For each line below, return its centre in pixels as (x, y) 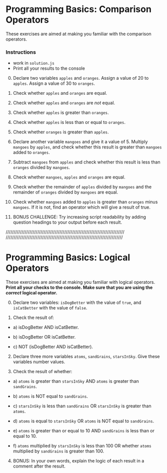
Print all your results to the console (49, 68)
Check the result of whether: (42, 372)
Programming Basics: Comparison (79, 9)
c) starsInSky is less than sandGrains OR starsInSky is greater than (82, 406)
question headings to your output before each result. (67, 222)
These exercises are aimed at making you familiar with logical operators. (80, 282)
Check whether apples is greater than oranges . (61, 113)
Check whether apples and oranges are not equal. (64, 103)
